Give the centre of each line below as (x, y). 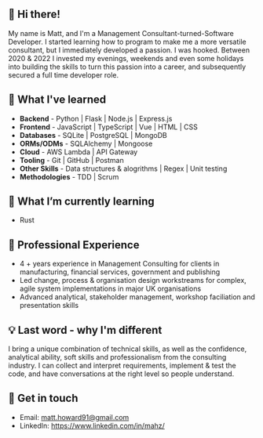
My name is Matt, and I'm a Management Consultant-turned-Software (121, 33)
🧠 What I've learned (57, 100)
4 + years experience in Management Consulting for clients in (119, 264)
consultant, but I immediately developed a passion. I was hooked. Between (129, 50)
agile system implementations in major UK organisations (110, 289)
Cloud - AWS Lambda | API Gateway (79, 152)
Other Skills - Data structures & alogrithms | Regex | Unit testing (123, 168)
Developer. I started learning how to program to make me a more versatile (127, 42)
